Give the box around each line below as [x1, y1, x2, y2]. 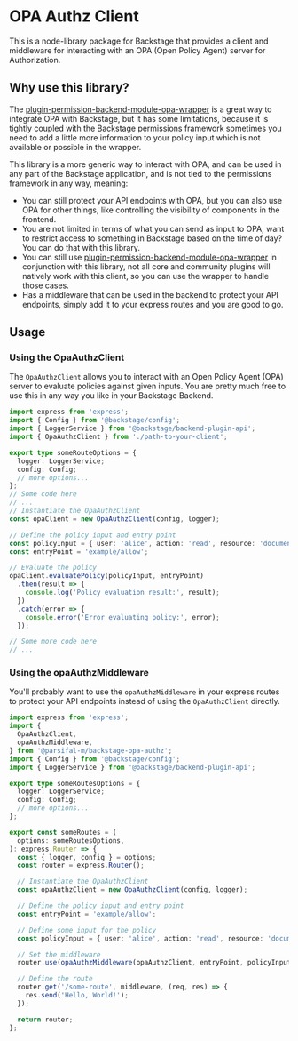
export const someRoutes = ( [9, 828, 117, 837]
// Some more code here [9, 637, 98, 646]
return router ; [17, 1015, 74, 1024]
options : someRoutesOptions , [17, 836, 125, 845]
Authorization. [9, 54, 61, 65]
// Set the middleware [17, 949, 101, 959]
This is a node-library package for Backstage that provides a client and [9, 36, 269, 46]
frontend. [21, 213, 57, 224]
